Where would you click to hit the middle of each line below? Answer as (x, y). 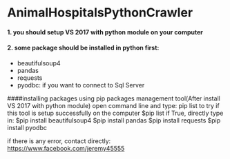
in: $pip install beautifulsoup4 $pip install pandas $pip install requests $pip (114, 120)
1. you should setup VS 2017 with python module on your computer (105, 32)
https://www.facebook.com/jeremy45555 (66, 148)
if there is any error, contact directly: (59, 141)
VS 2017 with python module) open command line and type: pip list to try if (113, 105)
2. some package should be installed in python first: (83, 48)
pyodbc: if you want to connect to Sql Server (81, 85)
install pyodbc (27, 127)
